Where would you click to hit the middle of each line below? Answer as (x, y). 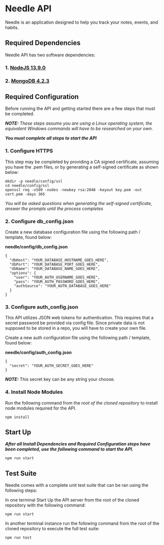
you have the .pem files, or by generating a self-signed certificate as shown (82, 167)
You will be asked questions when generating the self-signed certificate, (79, 203)
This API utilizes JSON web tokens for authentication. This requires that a (79, 318)
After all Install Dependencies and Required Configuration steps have (78, 444)
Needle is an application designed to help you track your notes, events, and (82, 22)
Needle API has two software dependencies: (50, 55)
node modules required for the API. (41, 408)
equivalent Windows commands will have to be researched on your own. (79, 129)
